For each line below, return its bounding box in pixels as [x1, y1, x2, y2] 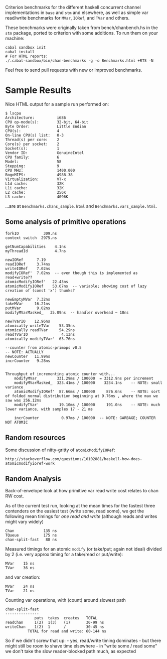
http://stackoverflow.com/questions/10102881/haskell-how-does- [5, 456, 142, 461]
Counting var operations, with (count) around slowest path [5, 597, 126, 603]
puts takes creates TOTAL [34, 616, 98, 621]
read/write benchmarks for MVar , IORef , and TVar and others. [5, 15, 130, 21]
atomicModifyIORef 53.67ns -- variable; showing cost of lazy [5, 284, 147, 289]
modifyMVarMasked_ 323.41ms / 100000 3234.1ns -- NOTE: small [14, 380, 163, 385]
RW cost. [5, 493, 24, 499]
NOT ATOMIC [5, 420, 28, 425]
